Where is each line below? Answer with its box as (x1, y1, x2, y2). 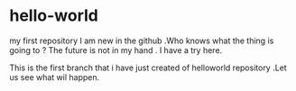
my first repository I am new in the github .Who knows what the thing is (9, 35, 274, 46)
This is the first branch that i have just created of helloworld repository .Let (9, 62, 287, 73)
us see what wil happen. (9, 71, 100, 82)
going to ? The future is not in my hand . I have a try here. (9, 44, 223, 55)
